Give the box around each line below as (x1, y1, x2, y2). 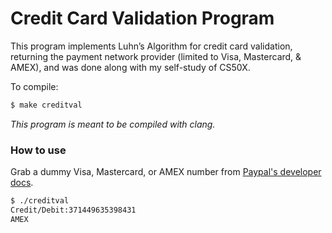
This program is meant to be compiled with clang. (10, 118, 216, 130)
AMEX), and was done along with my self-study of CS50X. (10, 61, 251, 73)
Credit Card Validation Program (10, 7, 275, 30)
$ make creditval (10, 100, 83, 110)
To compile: (10, 80, 59, 92)
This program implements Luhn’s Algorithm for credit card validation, (10, 40, 293, 52)
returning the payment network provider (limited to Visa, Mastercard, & (10, 50, 302, 62)
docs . (10, 177, 34, 189)
